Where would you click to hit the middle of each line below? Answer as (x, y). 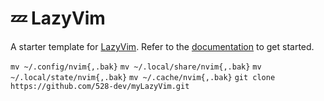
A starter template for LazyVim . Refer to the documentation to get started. (162, 46)
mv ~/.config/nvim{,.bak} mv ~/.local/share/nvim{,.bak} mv (136, 67)
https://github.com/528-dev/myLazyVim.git (100, 86)
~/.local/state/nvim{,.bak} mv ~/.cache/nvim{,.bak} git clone (143, 77)
